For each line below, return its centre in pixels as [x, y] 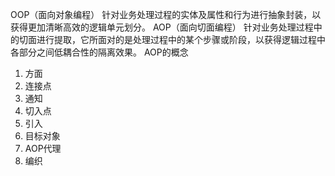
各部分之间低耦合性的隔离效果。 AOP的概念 [99, 52]
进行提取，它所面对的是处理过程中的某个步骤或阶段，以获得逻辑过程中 [181, 39]
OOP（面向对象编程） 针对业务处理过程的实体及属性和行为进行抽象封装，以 [166, 14]
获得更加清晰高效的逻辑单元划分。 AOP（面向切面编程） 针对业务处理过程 [162, 27]
